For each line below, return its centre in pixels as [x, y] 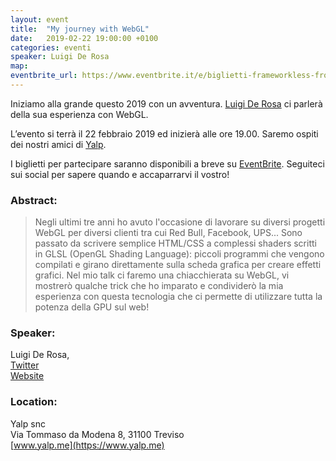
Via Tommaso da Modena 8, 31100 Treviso [97, 434]
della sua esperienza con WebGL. [79, 114]
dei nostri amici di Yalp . [58, 144]
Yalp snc [28, 423]
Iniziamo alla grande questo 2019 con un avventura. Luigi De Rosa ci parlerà [166, 103]
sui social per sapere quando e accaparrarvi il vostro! [120, 174]
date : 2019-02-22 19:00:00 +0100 [84, 38]
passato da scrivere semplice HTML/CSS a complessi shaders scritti [175, 243]
